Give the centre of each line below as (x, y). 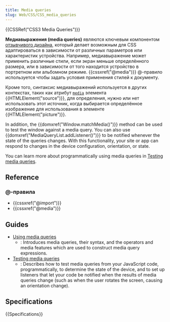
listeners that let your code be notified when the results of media (88, 275)
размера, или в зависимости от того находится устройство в (72, 66)
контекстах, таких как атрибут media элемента (56, 93)
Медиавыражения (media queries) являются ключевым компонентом (82, 39)
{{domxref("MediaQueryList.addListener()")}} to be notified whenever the (83, 135)
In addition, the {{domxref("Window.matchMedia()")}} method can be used (84, 124)
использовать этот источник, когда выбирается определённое (74, 103)
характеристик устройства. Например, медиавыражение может (76, 55)
